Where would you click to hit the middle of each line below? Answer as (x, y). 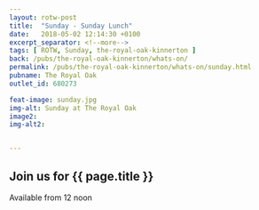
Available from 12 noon (51, 198)
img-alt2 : (27, 125)
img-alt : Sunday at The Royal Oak (73, 108)
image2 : (24, 117)
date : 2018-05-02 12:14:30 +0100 (75, 34)
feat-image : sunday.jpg (53, 100)
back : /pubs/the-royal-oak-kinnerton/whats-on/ (99, 59)
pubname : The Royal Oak (53, 76)
